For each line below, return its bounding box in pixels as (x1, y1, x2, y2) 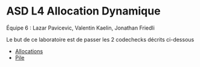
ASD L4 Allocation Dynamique (6, 4, 161, 18)
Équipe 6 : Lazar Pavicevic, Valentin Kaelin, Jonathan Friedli (6, 24, 155, 31)
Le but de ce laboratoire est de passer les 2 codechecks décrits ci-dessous (6, 36, 195, 43)
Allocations (15, 47, 44, 55)
